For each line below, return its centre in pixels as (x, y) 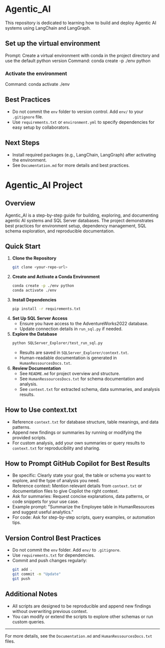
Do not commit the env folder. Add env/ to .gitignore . (67, 550)
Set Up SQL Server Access (40, 318)
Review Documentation (37, 368)
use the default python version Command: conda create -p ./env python (78, 61)
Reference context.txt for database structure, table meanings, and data (85, 422)
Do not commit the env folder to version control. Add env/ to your (78, 112)
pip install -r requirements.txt (46, 309)
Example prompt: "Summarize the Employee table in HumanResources (83, 507)
